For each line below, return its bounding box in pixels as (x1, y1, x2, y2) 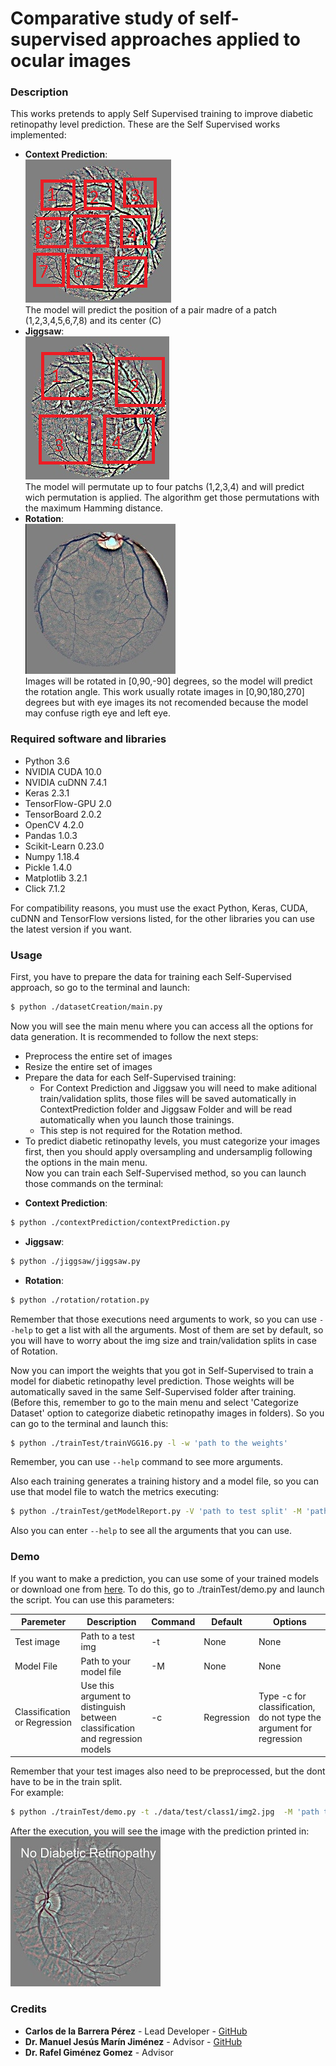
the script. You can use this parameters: (10, 1593, 175, 1606)
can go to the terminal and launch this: (10, 1417, 169, 1429)
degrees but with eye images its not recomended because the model (24, 697, 309, 709)
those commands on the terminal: (24, 1177, 164, 1189)
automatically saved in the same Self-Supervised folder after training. (10, 1385, 297, 1397)
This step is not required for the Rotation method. (39, 1124, 243, 1136)
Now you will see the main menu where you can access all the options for (10, 1020, 314, 1032)
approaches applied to (110, 28, 302, 51)
